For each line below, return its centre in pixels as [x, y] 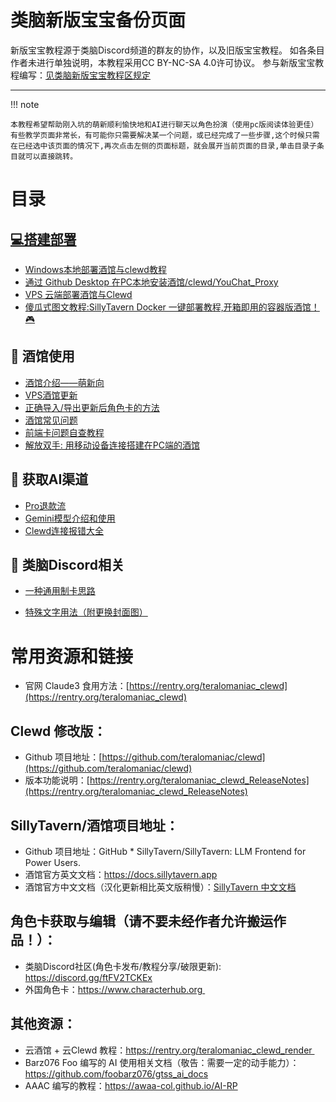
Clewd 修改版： [58, 731]
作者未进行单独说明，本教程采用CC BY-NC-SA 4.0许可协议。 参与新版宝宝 [163, 62]
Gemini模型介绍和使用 [70, 518]
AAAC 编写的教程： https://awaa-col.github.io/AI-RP [131, 1085]
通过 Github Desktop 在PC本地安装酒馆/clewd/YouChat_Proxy [151, 282]
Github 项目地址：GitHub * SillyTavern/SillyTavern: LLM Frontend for [165, 851]
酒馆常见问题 [51, 420]
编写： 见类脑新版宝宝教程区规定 [84, 75]
